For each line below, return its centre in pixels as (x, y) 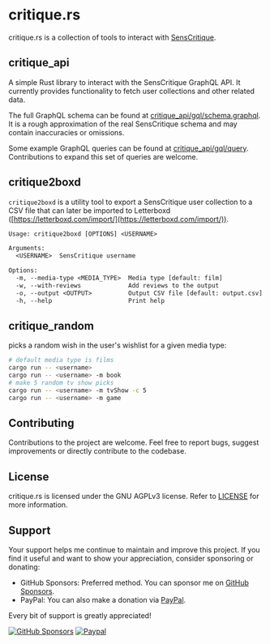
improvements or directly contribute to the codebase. (97, 451)
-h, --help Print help (90, 301)
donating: (24, 567)
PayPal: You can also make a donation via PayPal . (103, 600)
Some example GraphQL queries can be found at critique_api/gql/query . (129, 148)
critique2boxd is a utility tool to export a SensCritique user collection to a (131, 202)
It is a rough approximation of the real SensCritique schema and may (123, 124)
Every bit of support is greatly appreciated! (80, 616)
